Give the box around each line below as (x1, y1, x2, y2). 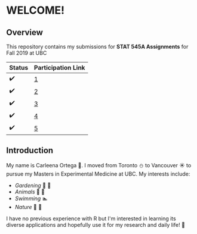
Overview (6, 27, 44, 38)
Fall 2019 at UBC (6, 49, 47, 57)
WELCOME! (6, 4, 64, 17)
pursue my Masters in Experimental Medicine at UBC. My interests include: (6, 170, 190, 177)
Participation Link (33, 64, 85, 71)
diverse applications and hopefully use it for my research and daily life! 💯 (6, 221, 185, 228)
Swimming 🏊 (14, 195, 48, 202)
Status (9, 64, 29, 71)
